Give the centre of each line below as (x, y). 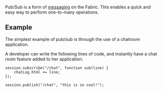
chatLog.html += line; (37, 72)
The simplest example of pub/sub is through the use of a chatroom (73, 39)
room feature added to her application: (44, 59)
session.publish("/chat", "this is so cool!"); (55, 85)
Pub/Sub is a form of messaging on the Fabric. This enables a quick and (78, 7)
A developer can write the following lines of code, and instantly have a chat (81, 54)
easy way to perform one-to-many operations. (52, 12)
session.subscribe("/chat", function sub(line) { (57, 68)
